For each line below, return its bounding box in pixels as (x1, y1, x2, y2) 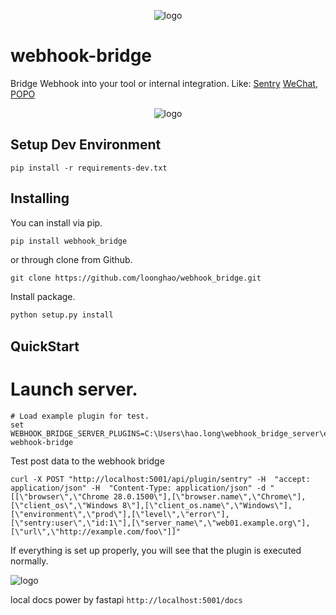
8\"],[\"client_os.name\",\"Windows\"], (121, 500, 293, 510)
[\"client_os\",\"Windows (10, 500, 118, 510)
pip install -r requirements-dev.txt (10, 163, 168, 173)
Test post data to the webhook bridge (10, 455, 165, 467)
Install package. (10, 291, 76, 303)
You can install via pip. (10, 216, 103, 229)
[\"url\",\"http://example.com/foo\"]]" (10, 526, 182, 537)
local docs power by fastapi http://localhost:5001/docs (10, 593, 243, 605)
